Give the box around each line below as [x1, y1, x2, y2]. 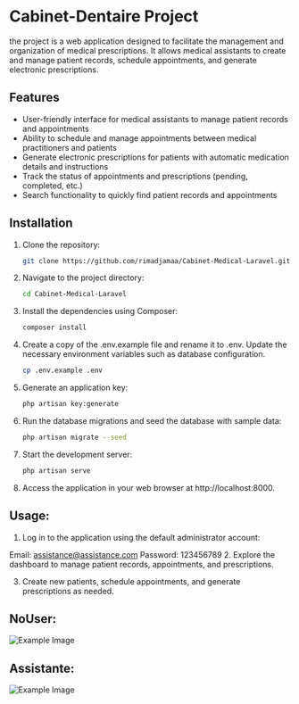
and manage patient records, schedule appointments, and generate [9, 54, 257, 65]
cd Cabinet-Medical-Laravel [21, 290, 127, 299]
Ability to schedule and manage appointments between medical [21, 132, 257, 144]
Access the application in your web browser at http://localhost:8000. [21, 482, 275, 493]
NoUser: [9, 611, 57, 626]
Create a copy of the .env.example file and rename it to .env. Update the [21, 339, 287, 350]
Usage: [9, 509, 51, 524]
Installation [9, 216, 73, 231]
